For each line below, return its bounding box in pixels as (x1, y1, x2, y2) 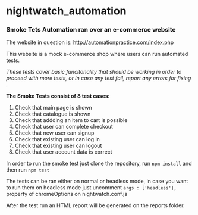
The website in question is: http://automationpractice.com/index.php (6, 39, 174, 46)
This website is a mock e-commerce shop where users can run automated (6, 51, 188, 58)
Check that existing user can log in (14, 136, 100, 143)
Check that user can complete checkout (14, 123, 113, 130)
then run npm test (6, 166, 50, 173)
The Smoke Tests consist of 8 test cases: (6, 92, 110, 99)
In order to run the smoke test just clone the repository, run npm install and (6, 160, 192, 167)
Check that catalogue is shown (14, 110, 91, 117)
